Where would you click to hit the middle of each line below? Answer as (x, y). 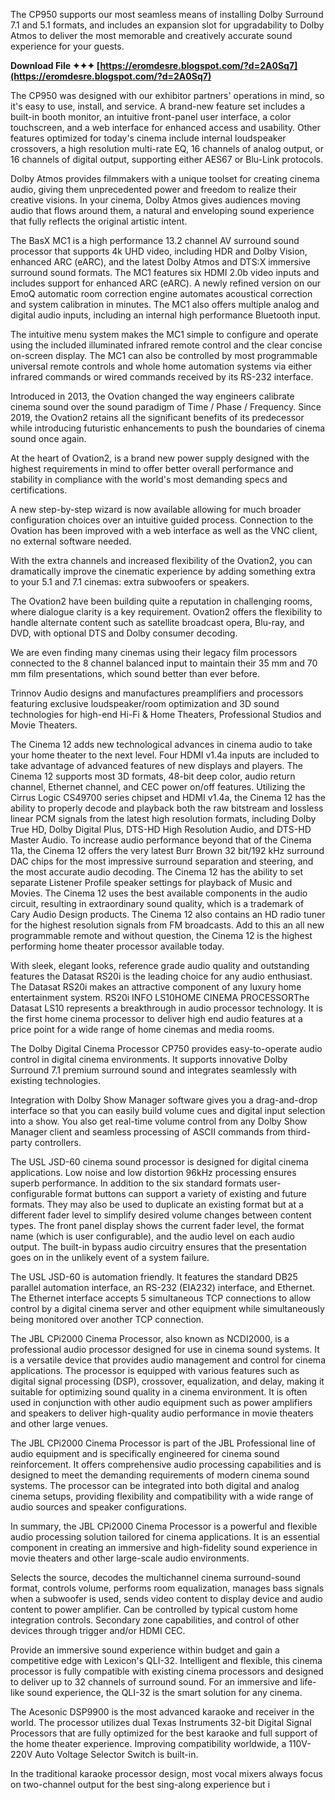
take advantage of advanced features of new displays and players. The (156, 765)
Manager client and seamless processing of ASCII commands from (148, 1132)
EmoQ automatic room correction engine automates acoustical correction (161, 293)
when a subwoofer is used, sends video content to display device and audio (166, 1598)
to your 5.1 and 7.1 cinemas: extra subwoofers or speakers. (130, 582)
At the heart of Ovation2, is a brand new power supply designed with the (160, 458)
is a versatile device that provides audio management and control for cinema (168, 1360)
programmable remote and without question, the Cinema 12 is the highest (161, 935)
